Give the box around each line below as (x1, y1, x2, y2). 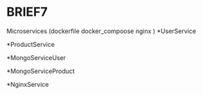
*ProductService (6, 40, 55, 48)
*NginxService (6, 80, 49, 88)
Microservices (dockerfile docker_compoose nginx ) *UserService (6, 27, 197, 35)
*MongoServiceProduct (6, 67, 76, 75)
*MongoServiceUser (6, 53, 67, 62)
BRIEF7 (6, 4, 48, 20)
